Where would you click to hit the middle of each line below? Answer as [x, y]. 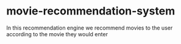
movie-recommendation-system [91, 11]
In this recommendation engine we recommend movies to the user [90, 28]
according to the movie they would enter [57, 34]
